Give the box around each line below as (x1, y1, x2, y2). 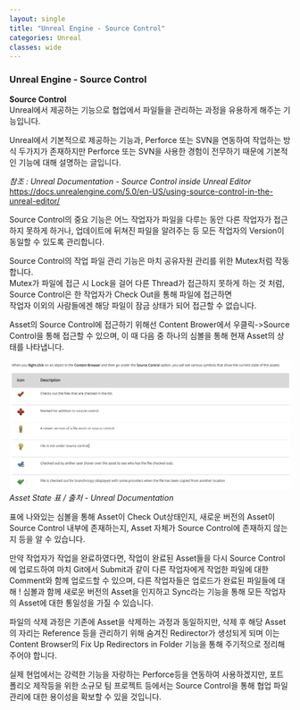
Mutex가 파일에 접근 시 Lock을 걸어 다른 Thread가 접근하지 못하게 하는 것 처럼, (9, 277, 286, 288)
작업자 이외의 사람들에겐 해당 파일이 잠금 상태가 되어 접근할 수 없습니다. (9, 300, 257, 310)
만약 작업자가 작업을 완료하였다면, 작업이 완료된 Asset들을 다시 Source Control (9, 553, 286, 563)
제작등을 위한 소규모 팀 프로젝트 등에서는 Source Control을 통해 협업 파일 (32, 680, 288, 691)
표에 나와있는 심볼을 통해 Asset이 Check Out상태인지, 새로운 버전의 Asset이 (9, 511, 275, 522)
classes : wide (9, 43, 62, 52)
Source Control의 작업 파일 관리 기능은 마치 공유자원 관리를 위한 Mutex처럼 (9, 255, 273, 266)
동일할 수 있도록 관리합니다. (9, 236, 105, 247)
